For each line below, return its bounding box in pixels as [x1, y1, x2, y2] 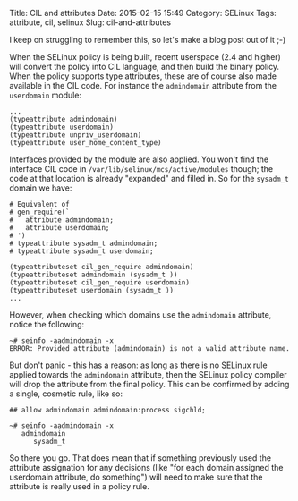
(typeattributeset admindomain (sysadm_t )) [9, 270, 178, 279]
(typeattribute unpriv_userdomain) [9, 131, 142, 140]
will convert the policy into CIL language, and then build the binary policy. [9, 62, 280, 72]
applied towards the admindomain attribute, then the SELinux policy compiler [9, 369, 287, 379]
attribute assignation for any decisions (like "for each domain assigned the [9, 463, 284, 472]
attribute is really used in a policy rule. [9, 481, 149, 491]
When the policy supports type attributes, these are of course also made [9, 71, 277, 81]
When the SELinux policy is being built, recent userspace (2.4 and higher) [9, 52, 282, 62]
